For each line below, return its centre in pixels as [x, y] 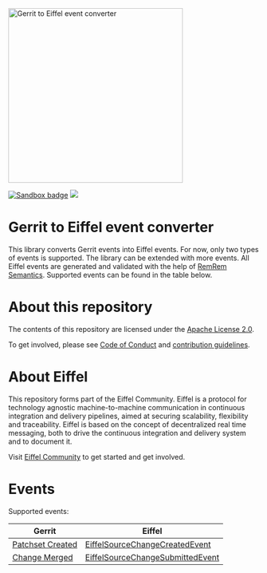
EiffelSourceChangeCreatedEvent [148, 544]
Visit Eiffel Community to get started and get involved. [97, 456]
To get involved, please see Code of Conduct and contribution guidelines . [129, 344]
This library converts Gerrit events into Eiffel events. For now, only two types [133, 249]
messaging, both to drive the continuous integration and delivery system [127, 433]
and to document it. [40, 441]
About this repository [80, 307]
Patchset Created [45, 544]
